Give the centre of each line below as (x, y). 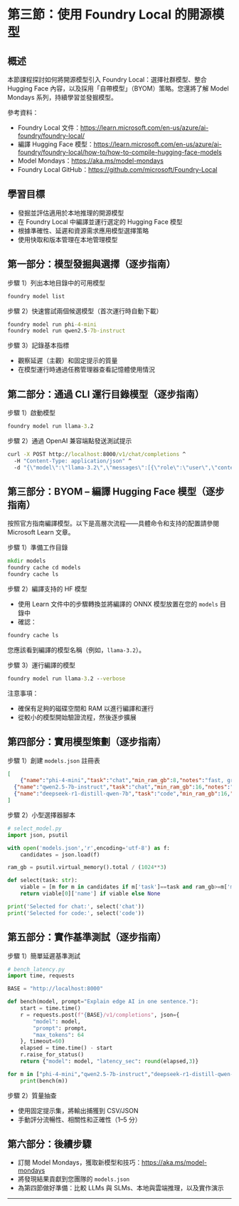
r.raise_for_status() (52, 1055)
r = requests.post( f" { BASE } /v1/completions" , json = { (100, 1015)
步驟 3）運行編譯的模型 (42, 665)
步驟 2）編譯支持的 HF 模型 (47, 589)
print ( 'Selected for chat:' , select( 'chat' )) (76, 906)
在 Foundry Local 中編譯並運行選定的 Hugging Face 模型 (100, 221)
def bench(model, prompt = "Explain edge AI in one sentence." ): (103, 1002)
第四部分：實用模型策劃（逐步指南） (87, 742)
